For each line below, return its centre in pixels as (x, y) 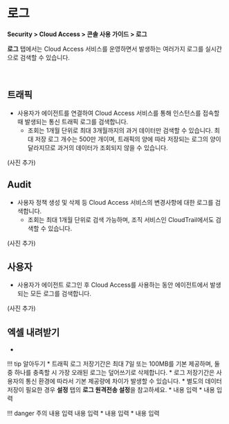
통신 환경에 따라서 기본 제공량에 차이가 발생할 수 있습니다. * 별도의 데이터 (124, 381)
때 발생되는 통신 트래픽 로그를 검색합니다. (73, 121)
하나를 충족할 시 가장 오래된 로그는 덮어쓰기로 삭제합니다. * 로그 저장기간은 (114, 373)
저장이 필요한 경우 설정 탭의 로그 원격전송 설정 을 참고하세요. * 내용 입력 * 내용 (111, 390)
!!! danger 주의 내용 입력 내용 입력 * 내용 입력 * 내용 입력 (83, 414)
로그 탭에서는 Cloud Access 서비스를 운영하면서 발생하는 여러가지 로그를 (106, 49)
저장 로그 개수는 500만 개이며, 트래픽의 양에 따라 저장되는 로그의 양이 (128, 139)
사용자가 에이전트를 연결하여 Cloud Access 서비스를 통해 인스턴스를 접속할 (118, 113)
